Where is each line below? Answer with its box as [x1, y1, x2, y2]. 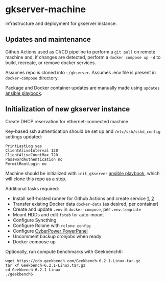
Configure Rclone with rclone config [12, 222, 91, 229]
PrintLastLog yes [5, 144, 42, 149]
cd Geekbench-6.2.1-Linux [5, 267, 60, 272]
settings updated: [5, 133, 42, 139]
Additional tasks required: [5, 185, 60, 191]
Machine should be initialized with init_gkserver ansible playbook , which [5, 170, 160, 176]
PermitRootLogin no [5, 161, 47, 166]
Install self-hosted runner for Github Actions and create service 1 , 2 [12, 195, 154, 202]
